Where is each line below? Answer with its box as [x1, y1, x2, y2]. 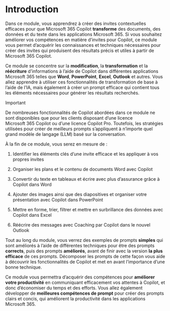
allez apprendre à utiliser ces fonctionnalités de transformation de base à [5, 79, 158, 85]
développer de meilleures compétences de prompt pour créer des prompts [5, 290, 164, 296]
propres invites [12, 156, 44, 162]
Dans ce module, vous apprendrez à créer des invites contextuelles [5, 20, 146, 26]
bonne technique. [5, 264, 42, 270]
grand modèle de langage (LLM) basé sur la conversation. [5, 131, 126, 137]
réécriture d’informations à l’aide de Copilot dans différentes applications [5, 68, 159, 74]
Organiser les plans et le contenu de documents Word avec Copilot [12, 166, 153, 172]
